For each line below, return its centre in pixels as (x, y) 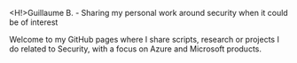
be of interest (34, 22)
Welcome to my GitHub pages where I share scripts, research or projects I (144, 39)
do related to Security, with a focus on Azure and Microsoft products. (135, 49)
